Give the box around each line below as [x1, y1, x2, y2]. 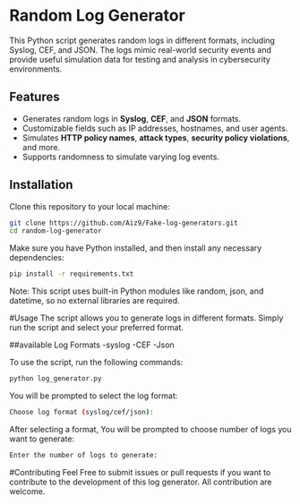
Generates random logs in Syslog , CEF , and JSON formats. [21, 113, 242, 124]
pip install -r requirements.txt [9, 269, 134, 278]
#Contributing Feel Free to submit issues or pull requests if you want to [9, 466, 271, 477]
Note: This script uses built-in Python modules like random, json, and [9, 286, 264, 296]
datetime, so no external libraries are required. [9, 295, 181, 306]
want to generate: [9, 433, 74, 444]
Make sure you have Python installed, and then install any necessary [9, 243, 262, 253]
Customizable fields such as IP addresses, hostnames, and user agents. [21, 123, 288, 133]
